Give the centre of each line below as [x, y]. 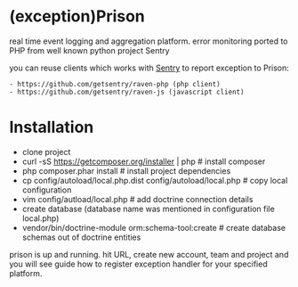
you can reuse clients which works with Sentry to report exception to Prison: [149, 68]
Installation [52, 127]
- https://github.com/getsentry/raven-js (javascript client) [127, 92]
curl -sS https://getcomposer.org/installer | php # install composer [144, 161]
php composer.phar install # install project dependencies [126, 170]
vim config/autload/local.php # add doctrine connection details [137, 199]
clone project [46, 152]
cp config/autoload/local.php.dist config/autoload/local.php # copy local [155, 180]
